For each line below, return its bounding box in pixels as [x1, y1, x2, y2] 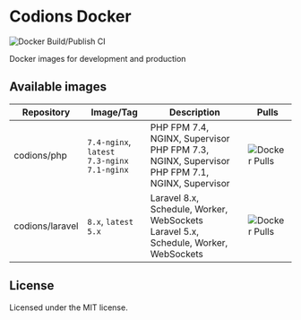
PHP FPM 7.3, [150, 143, 210, 156]
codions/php [13, 149, 67, 161]
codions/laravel [13, 220, 79, 232]
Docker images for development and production [9, 53, 186, 64]
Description [168, 106, 221, 118]
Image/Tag [90, 106, 138, 118]
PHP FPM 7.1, [150, 166, 210, 178]
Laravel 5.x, [150, 225, 200, 238]
